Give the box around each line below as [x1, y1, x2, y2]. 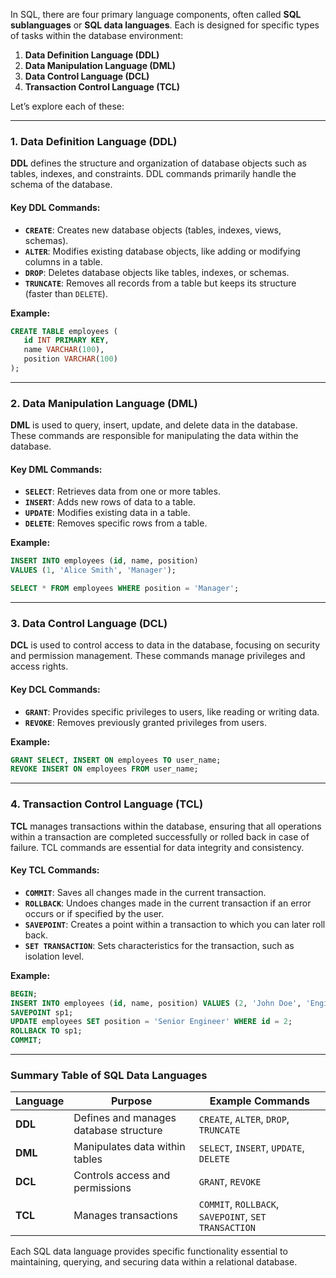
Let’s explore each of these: [10, 100, 125, 112]
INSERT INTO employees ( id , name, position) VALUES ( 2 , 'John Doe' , [10, 998, 302, 1008]
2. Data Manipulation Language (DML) [10, 396, 198, 410]
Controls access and [73, 1169, 171, 1183]
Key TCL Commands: [10, 864, 100, 876]
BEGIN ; [10, 989, 38, 999]
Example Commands [209, 1094, 311, 1108]
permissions [73, 1181, 132, 1195]
